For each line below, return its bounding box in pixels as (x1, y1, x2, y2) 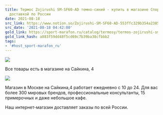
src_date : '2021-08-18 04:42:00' (5, 25, 73, 30)
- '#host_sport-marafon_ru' (5, 43, 62, 48)
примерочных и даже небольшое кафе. (5, 95, 87, 100)
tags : (5, 39, 16, 44)
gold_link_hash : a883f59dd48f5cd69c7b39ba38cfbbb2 (5, 35, 110, 39)
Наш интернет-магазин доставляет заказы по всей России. (5, 104, 129, 110)
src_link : (5, 20, 25, 26)
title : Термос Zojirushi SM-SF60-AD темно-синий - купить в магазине (5, 7, 149, 12)
